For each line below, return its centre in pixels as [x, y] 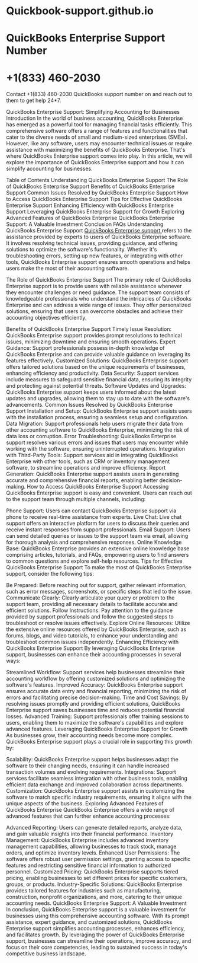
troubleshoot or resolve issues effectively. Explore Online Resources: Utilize [98, 623]
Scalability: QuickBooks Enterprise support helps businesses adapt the [92, 760]
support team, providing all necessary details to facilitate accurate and [92, 604]
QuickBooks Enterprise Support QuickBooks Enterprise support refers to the [99, 231]
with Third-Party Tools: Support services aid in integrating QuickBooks [92, 455]
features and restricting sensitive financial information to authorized [89, 865]
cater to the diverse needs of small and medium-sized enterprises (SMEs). [97, 137]
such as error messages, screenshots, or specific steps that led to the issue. [99, 592]
